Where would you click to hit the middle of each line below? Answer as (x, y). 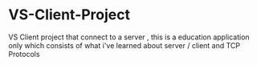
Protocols (24, 54)
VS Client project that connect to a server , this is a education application (129, 37)
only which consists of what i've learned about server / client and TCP (124, 45)
